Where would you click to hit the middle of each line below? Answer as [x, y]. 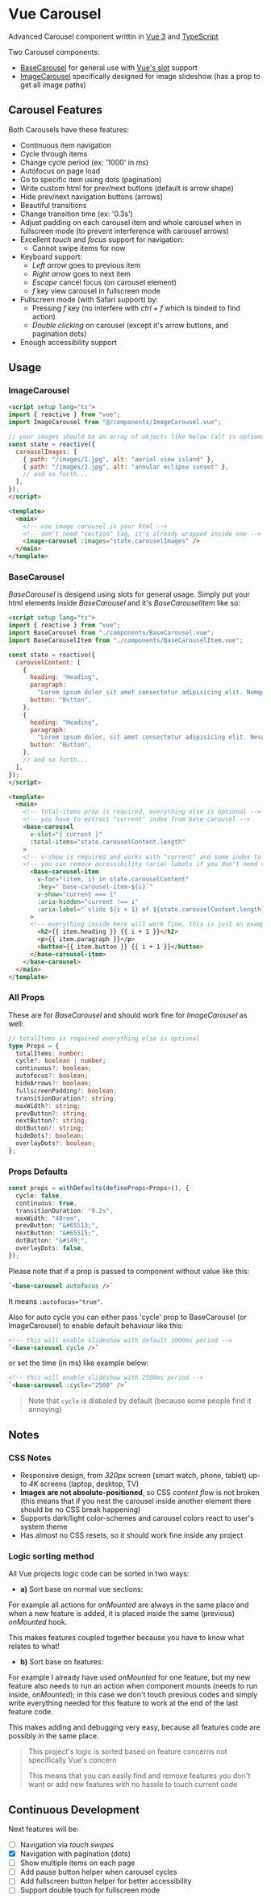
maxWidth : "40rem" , [48, 1218]
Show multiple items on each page [77, 1863]
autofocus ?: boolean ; [52, 1076]
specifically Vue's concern [72, 1760]
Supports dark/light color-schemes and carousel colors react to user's [137, 1518]
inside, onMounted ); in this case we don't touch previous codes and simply [133, 1695]
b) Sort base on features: [62, 1662]
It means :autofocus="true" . [56, 1301]
